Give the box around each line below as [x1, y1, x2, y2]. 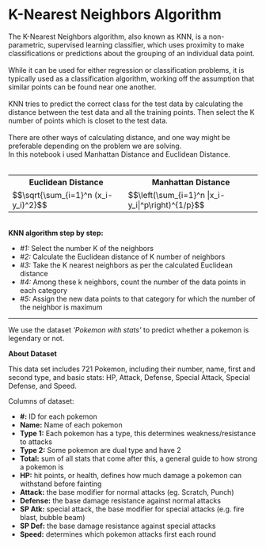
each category [19, 285, 68, 294]
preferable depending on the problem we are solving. [8, 141, 182, 150]
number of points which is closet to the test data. [8, 116, 168, 125]
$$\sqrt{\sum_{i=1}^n [12, 189, 93, 200]
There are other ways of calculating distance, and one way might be [8, 132, 231, 142]
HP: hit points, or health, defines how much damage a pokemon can [19, 470, 242, 480]
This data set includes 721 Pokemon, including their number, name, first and [8, 364, 256, 374]
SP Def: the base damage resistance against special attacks [19, 521, 216, 530]
